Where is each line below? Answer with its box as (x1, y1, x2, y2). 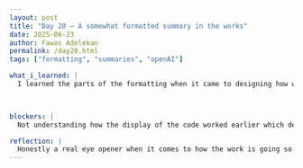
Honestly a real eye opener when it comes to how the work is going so (17, 145, 293, 154)
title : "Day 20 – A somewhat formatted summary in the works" (9, 22, 248, 31)
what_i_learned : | (9, 71, 78, 81)
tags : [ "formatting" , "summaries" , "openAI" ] (9, 55, 183, 64)
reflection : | (9, 137, 63, 146)
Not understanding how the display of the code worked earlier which (17, 120, 284, 129)
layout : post (9, 13, 59, 22)
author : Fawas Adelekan (9, 38, 99, 48)
